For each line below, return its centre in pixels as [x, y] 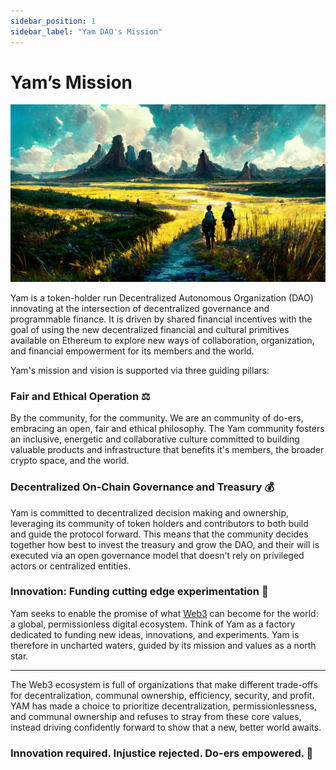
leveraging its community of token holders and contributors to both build [159, 523]
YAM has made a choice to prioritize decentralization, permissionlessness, [164, 706]
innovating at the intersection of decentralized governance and [140, 308]
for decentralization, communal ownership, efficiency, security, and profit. [162, 695]
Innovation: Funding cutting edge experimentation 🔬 [139, 592]
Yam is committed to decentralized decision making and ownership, [150, 512]
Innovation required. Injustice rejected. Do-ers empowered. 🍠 [162, 753]
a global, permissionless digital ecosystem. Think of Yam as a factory [153, 624]
